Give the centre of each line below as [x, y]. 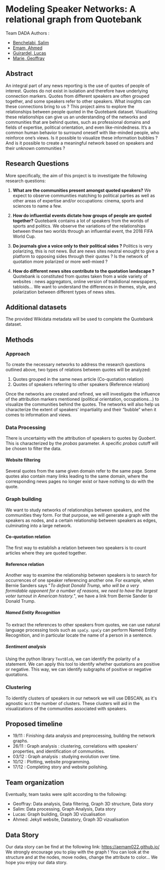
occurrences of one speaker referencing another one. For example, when [80, 580]
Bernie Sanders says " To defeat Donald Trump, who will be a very [72, 586]
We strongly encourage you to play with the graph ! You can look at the [77, 852]
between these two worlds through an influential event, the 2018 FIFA [83, 231]
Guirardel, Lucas [29, 53]
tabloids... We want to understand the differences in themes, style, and [84, 286]
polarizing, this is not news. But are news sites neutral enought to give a [85, 251]
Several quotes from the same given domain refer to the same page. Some [81, 471]
